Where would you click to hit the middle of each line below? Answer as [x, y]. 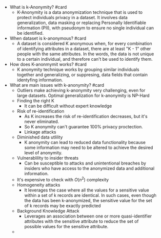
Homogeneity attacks [39, 185]
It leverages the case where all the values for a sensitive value [87, 190]
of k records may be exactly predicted [62, 206]
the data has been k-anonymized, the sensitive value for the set [88, 200]
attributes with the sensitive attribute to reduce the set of [81, 221]
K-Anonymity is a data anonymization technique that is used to [80, 12]
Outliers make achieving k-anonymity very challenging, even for [81, 90]
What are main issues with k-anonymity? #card [57, 85]
